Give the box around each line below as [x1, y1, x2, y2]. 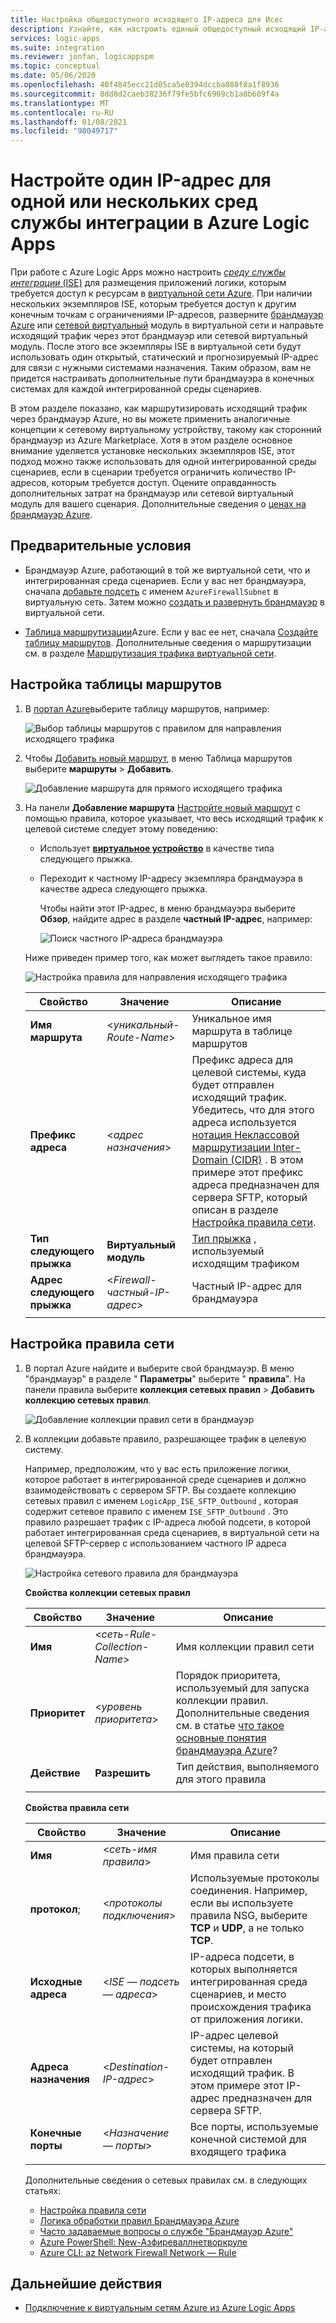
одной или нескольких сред [10, 191, 258, 213]
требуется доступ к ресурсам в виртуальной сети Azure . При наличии [10, 287, 313, 300]
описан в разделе [191, 1202, 279, 1216]
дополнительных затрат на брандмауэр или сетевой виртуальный [10, 487, 294, 500]
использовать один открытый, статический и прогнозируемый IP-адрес [10, 351, 319, 363]
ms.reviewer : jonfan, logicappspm [10, 52, 155, 62]
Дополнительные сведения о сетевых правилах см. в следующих [24, 2174, 308, 2186]
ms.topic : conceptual [10, 61, 101, 71]
